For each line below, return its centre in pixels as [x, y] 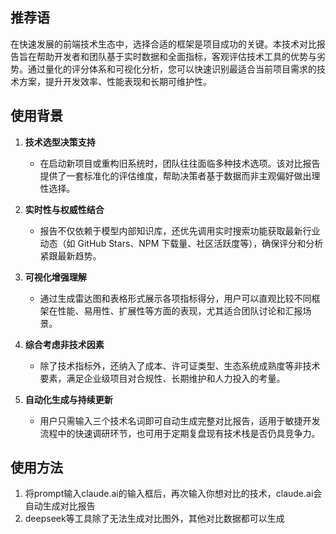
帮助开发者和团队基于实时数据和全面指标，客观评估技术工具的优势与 [176, 56]
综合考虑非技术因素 [64, 344]
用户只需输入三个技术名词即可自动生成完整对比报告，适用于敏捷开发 [180, 420]
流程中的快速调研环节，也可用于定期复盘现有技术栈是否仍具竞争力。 [180, 433]
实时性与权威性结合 [64, 209]
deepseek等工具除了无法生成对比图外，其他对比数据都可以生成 [154, 519]
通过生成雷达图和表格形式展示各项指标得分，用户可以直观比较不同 [175, 298]
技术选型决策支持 [60, 142]
